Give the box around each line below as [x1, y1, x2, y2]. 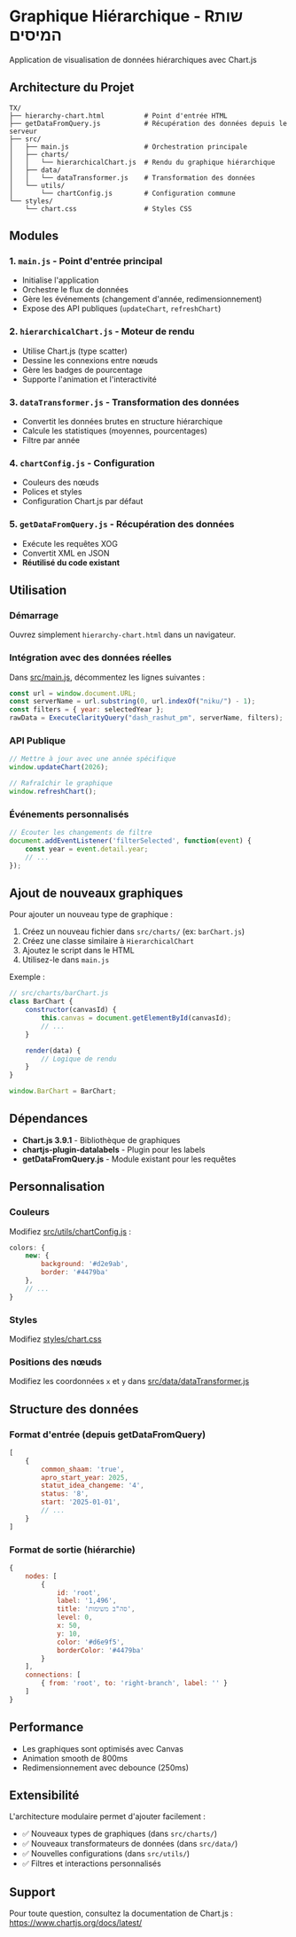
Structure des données [9, 1402, 139, 1417]
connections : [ [25, 1670, 82, 1680]
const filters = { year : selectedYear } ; [9, 705, 165, 714]
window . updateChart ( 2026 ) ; [9, 763, 109, 772]
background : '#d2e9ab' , [41, 1260, 129, 1269]
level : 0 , [56, 1613, 93, 1622]
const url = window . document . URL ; [9, 688, 137, 697]
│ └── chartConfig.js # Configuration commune [9, 189, 237, 198]
